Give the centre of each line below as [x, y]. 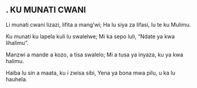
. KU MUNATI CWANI [46, 10]
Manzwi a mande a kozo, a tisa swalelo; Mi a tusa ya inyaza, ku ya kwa [95, 55]
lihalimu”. [17, 42]
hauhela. [17, 79]
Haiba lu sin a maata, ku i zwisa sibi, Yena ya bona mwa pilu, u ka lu [91, 73]
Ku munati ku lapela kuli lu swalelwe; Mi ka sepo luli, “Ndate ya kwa [90, 36]
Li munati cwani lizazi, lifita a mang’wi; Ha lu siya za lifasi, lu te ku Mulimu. [99, 24]
